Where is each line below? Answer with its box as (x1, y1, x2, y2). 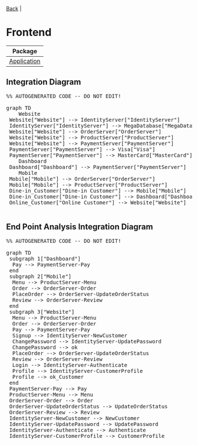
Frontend (6, 26, 52, 39)
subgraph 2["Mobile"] (9, 273, 72, 280)
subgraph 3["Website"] (9, 308, 75, 315)
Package (12, 47, 37, 55)
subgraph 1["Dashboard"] (9, 255, 81, 262)
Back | (6, 5, 22, 12)
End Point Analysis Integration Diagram (6, 222, 153, 232)
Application (9, 57, 41, 65)
